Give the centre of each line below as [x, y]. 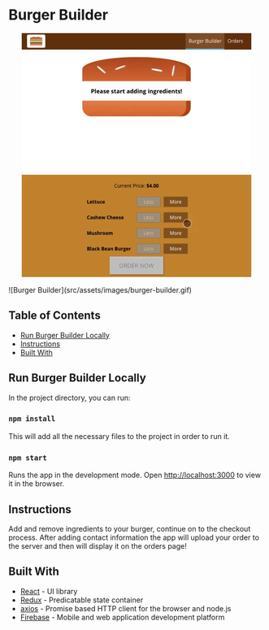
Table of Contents [55, 316]
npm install [32, 419]
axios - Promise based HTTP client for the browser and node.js [126, 608]
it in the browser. [37, 484]
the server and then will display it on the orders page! [98, 545]
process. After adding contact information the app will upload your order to [134, 537]
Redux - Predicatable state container [82, 600]
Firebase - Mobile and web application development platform [122, 617]
